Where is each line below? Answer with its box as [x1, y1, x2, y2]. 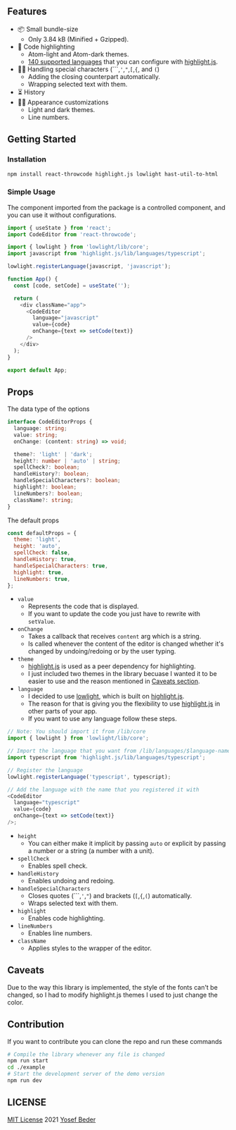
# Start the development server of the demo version [7, 1071, 165, 1078]
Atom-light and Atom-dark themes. [27, 49, 129, 59]
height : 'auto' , [13, 543, 61, 550]
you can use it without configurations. [7, 211, 117, 219]
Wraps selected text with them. [27, 899, 118, 907]
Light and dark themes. [27, 105, 96, 113]
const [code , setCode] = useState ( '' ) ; [13, 282, 131, 289]
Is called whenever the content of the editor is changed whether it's [27, 639, 224, 648]
